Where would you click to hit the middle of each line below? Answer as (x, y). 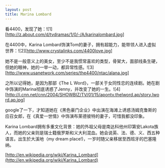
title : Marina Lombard (28, 14)
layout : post (18, 10)
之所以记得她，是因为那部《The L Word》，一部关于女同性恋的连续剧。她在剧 (82, 83)
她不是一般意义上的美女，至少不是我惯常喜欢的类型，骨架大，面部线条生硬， (82, 61)
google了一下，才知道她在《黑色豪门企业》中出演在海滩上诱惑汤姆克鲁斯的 (81, 110)
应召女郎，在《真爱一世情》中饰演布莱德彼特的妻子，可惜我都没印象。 (76, 116)
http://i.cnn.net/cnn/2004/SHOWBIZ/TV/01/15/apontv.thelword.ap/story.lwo (83, 94)
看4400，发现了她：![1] (29, 29)
